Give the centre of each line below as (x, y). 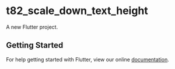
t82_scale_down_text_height (77, 11)
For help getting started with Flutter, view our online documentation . (87, 59)
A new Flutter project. (32, 27)
